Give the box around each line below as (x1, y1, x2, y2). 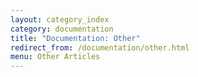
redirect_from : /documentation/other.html (10, 42, 190, 53)
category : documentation (10, 24, 114, 34)
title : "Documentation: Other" (10, 33, 141, 43)
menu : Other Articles (10, 52, 101, 62)
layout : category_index (10, 14, 110, 25)
